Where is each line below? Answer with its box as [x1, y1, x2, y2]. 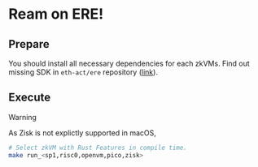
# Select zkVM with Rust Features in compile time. [8, 143, 187, 152]
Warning [8, 112, 37, 122]
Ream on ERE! [8, 5, 104, 24]
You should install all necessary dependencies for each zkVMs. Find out [8, 58, 250, 68]
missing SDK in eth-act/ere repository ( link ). [8, 67, 159, 77]
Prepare [8, 37, 50, 51]
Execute [8, 91, 51, 105]
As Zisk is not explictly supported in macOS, [8, 127, 157, 138]
